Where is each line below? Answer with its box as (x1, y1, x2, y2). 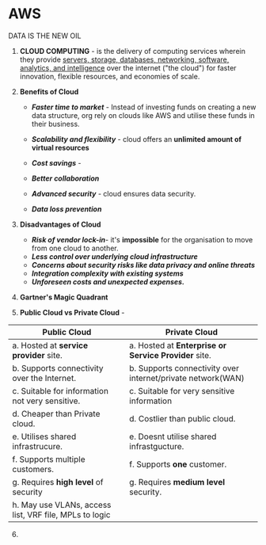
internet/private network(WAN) (129, 372, 245, 383)
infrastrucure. (12, 440, 63, 452)
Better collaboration (31, 173, 100, 183)
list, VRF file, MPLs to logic (12, 509, 111, 520)
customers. (12, 463, 54, 474)
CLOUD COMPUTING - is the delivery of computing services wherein (19, 46, 245, 55)
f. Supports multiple (12, 453, 85, 464)
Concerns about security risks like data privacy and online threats (31, 260, 256, 269)
